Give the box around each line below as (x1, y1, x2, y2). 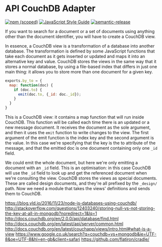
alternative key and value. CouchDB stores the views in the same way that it (5, 58, 157, 64)
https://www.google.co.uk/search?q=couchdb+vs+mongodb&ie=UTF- (15, 231, 157, 237)
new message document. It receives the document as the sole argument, (5, 124, 151, 130)
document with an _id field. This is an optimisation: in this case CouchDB (5, 165, 151, 171)
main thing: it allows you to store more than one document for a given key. (5, 69, 153, 74)
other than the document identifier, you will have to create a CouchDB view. (5, 34, 156, 39)
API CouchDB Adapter (5, 3, 96, 14)
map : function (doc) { (9, 83, 53, 88)
